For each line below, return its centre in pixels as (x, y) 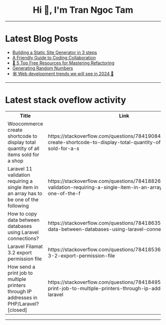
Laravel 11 (20, 169)
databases (20, 226)
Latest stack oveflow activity (66, 100)
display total (22, 142)
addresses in (22, 297)
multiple (17, 279)
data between (23, 220)
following (18, 206)
